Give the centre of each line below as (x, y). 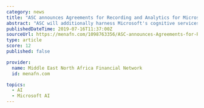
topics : (16, 85)
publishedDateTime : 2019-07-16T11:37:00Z (59, 29)
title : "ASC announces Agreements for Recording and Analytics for (93, 18)
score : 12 (19, 46)
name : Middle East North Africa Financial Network (77, 68)
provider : (19, 62)
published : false (28, 52)
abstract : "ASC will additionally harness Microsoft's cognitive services (103, 23)
